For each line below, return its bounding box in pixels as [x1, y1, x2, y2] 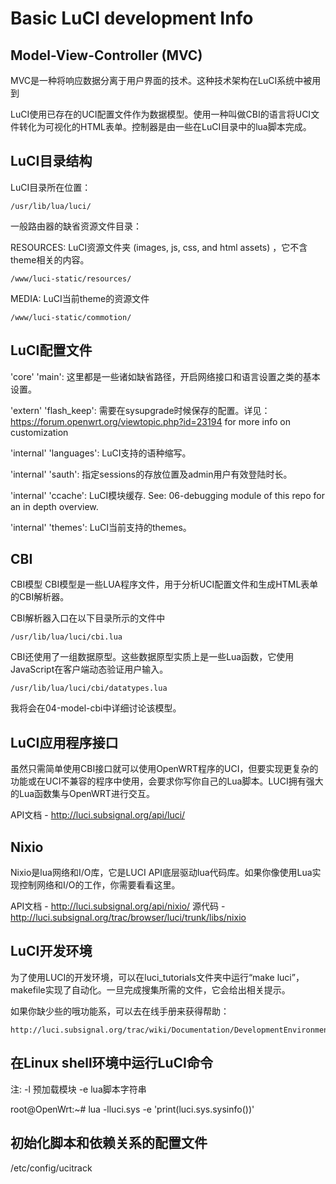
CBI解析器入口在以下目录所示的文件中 [10, 612, 166, 624]
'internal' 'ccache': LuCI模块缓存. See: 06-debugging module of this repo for [10, 489, 325, 501]
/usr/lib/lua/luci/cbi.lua [10, 632, 123, 642]
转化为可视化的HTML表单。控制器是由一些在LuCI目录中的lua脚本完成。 [18, 121, 312, 132]
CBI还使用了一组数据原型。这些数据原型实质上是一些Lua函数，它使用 [10, 651, 295, 663]
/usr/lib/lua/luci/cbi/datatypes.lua [10, 683, 168, 694]
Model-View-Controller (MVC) [10, 47, 203, 64]
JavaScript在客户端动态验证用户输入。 [10, 663, 169, 676]
